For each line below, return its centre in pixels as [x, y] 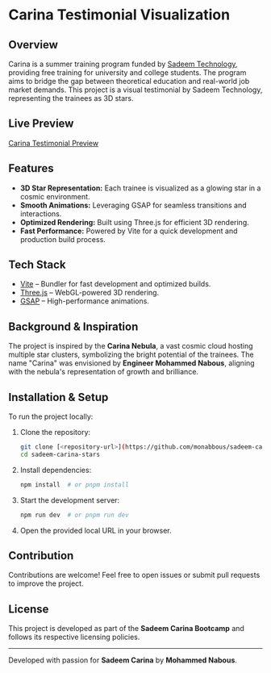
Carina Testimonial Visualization [119, 15]
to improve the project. [46, 583]
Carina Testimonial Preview [54, 143]
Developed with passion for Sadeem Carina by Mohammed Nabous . [123, 660]
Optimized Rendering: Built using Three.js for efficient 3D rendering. [134, 222]
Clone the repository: [55, 433]
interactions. [41, 213]
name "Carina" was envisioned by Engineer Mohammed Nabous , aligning [132, 363]
